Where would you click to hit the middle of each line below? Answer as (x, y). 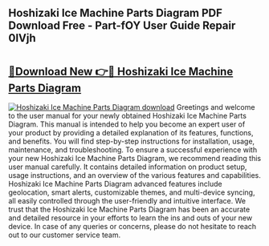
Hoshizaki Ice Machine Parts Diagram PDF (116, 13)
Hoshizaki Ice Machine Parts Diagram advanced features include (115, 184)
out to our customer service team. (65, 235)
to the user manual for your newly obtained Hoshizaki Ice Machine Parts (128, 116)
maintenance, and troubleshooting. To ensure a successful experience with (133, 150)
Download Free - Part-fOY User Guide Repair (122, 26)
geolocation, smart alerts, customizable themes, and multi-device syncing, (132, 192)
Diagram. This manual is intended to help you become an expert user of (127, 124)
